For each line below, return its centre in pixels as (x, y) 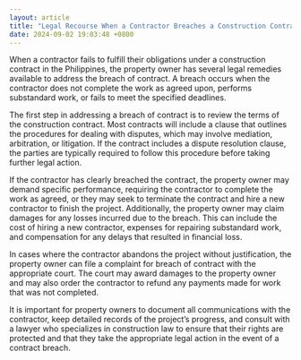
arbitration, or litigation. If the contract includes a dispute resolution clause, (148, 143)
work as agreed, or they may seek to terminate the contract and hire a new (147, 199)
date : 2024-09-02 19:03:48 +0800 (72, 34)
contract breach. (40, 348)
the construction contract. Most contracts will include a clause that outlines (148, 124)
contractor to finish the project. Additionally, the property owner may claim (147, 209)
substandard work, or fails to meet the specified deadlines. (118, 98)
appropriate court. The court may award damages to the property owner (143, 273)
